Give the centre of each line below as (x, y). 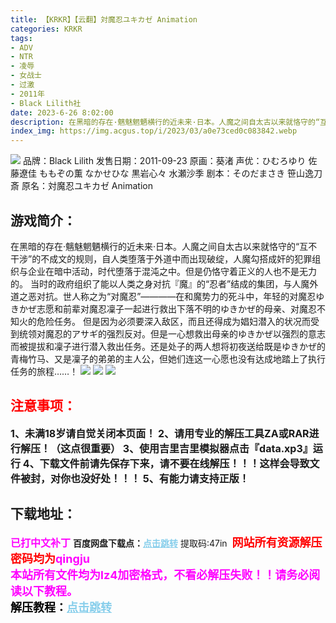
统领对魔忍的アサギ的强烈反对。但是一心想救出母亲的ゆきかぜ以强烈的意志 (172, 333)
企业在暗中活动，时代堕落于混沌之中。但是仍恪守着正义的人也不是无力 (172, 271)
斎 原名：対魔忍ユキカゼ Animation (81, 186)
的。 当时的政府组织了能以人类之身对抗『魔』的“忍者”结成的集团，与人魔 (160, 283)
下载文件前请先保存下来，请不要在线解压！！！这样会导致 (174, 463)
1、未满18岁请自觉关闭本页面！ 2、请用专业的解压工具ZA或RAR (160, 433)
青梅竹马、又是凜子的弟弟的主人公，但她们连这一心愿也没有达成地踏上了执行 (168, 358)
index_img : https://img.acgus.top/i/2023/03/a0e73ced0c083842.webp (154, 131)
